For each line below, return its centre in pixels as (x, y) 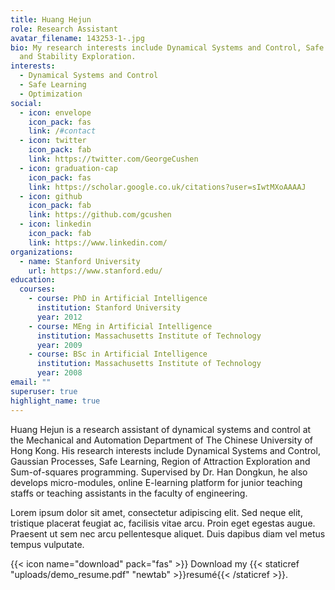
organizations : (42, 252)
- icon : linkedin (55, 224)
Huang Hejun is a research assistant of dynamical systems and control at (161, 429)
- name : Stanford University (80, 261)
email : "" (31, 382)
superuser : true (44, 391)
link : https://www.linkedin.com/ (98, 242)
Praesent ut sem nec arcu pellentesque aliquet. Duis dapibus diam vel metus (168, 533)
